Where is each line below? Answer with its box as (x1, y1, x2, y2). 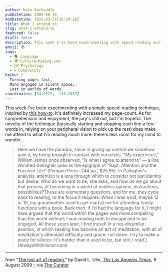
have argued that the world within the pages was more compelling (17, 210, 154, 216)
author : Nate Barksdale (5, 7, 55, 13)
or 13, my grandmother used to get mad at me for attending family (17, 200, 153, 206)
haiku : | (5, 73, 23, 78)
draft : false (5, 36, 32, 41)
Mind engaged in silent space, (9, 82, 75, 87)
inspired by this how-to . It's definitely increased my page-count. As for (5, 110, 151, 116)
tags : (5, 49, 16, 54)
